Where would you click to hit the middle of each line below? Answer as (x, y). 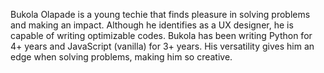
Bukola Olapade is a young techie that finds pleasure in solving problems (160, 14)
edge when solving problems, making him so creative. (121, 57)
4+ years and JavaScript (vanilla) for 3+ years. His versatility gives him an (162, 46)
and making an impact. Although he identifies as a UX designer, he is (152, 25)
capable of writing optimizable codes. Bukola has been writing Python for (161, 35)
